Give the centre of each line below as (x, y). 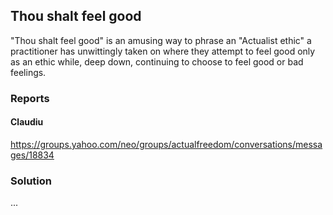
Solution (31, 181)
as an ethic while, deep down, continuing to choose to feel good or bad (157, 61)
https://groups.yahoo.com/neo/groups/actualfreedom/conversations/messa (166, 144)
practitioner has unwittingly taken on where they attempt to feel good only (163, 51)
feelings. (28, 72)
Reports (30, 98)
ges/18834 (32, 155)
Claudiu (27, 122)
